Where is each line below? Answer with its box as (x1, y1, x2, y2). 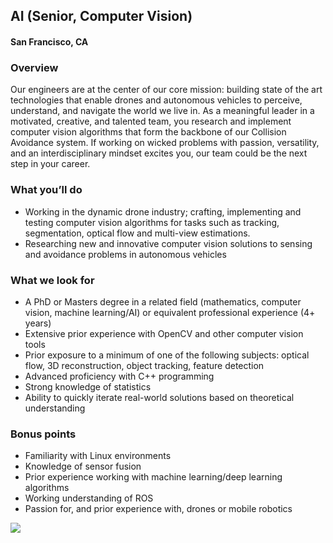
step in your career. (10, 158, 91, 170)
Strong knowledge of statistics (24, 380, 152, 393)
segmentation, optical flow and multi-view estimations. (24, 227, 251, 239)
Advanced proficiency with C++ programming (24, 370, 215, 382)
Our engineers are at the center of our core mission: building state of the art (10, 84, 323, 96)
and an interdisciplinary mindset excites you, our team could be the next (10, 147, 308, 159)
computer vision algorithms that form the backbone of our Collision (10, 126, 287, 138)
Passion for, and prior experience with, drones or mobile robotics (24, 503, 293, 515)
